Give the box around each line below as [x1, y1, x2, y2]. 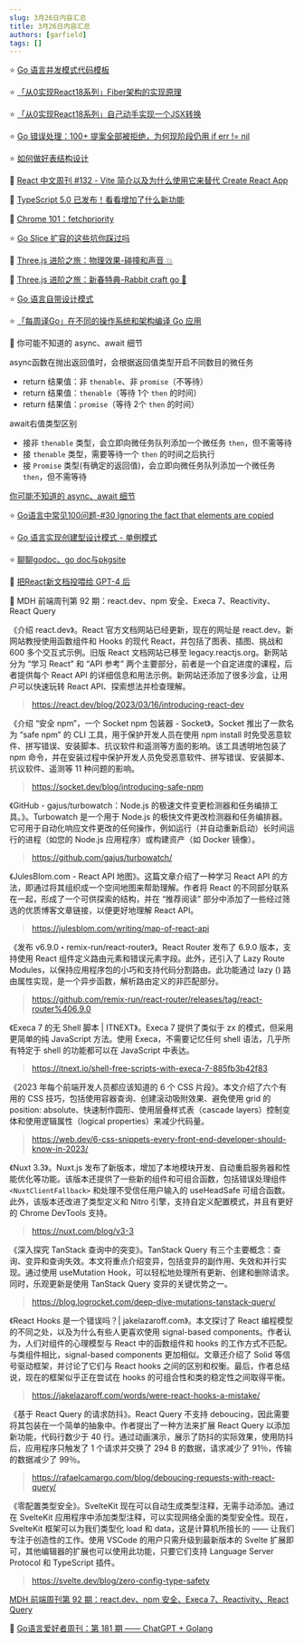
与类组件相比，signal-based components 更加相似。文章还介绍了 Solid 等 [9, 1349, 283, 1360]
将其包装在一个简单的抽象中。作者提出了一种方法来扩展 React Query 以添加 [9, 1420, 290, 1431]
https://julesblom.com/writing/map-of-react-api [31, 923, 210, 934]
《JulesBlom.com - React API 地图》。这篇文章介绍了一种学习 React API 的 [9, 871, 280, 882]
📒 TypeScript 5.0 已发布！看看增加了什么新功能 [9, 194, 185, 205]
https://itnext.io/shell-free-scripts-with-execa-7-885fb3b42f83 [31, 1063, 269, 1074]
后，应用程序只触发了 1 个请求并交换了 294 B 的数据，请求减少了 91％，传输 [9, 1443, 292, 1453]
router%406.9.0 [31, 1004, 91, 1015]
